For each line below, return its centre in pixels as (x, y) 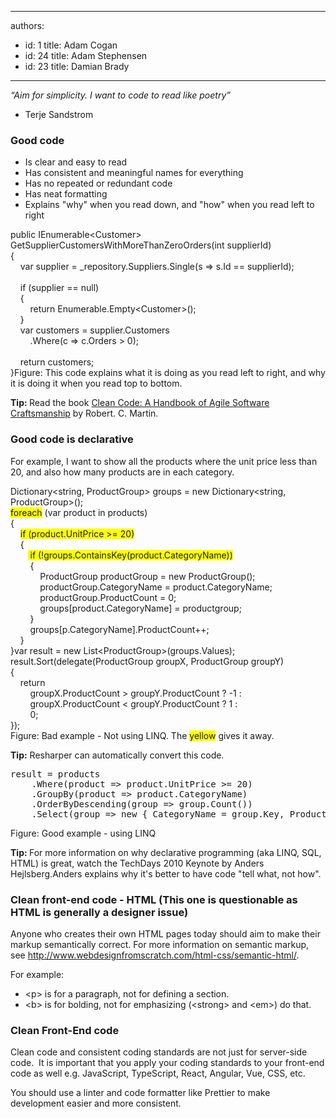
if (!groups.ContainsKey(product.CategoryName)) (131, 555)
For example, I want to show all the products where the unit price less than (164, 461)
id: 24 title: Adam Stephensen (86, 55)
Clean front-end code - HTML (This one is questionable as (154, 899)
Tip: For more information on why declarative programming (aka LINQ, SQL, (166, 852)
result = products (55, 774)
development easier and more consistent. (96, 1103)
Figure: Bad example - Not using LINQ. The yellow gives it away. (142, 735)
